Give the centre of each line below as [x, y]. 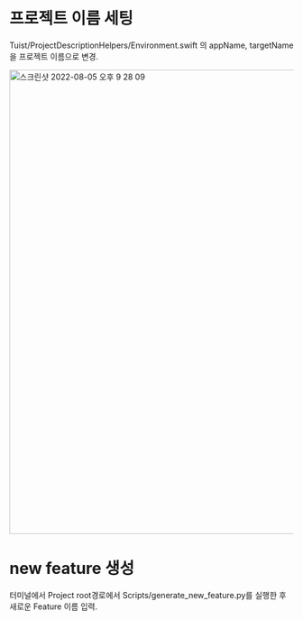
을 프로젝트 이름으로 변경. [54, 56]
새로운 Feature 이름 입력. [53, 606]
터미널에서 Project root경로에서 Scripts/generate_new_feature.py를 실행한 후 [148, 595]
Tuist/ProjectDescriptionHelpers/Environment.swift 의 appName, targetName [151, 45]
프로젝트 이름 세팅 [71, 19]
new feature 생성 [72, 569]
